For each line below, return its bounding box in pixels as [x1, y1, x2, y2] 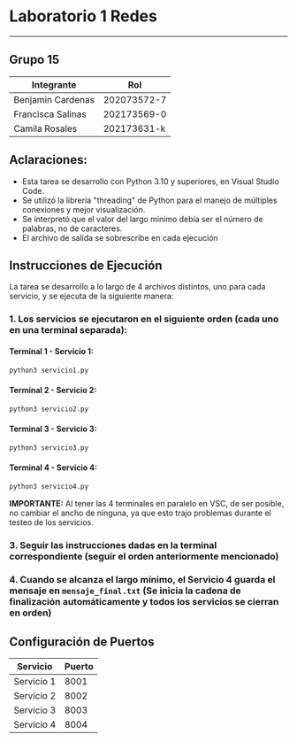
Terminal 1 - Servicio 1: [9, 345, 95, 356]
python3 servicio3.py [9, 443, 89, 452]
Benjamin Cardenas [13, 93, 95, 105]
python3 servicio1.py [9, 366, 89, 375]
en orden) [9, 607, 52, 619]
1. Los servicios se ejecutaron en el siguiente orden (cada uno [9, 313, 279, 325]
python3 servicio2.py [9, 405, 89, 414]
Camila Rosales [13, 122, 78, 135]
